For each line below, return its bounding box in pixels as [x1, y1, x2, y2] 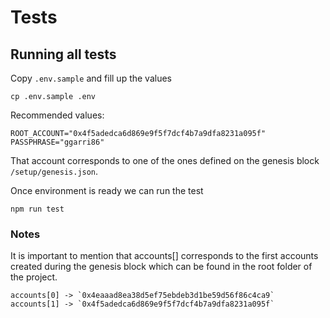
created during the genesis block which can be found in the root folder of [10, 261, 313, 273]
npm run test [10, 204, 65, 214]
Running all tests [10, 46, 117, 63]
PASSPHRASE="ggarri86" [10, 137, 105, 147]
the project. [10, 271, 58, 283]
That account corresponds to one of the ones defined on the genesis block [10, 155, 320, 166]
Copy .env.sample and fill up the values [10, 72, 172, 84]
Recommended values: [10, 109, 105, 121]
